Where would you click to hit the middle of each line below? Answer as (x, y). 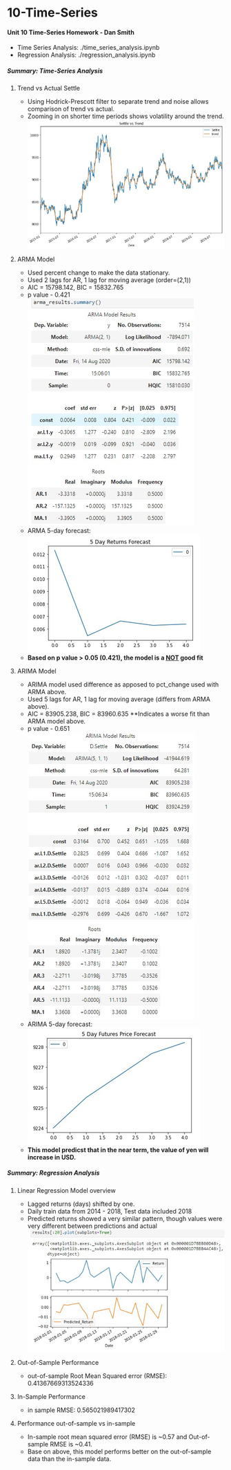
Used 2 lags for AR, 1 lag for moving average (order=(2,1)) (109, 280)
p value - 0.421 (49, 295)
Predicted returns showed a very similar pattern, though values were (125, 1218)
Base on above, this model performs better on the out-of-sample (119, 1452)
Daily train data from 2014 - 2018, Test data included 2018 (110, 1211)
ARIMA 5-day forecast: (60, 1024)
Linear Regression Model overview (66, 1190)
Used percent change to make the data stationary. (99, 272)
